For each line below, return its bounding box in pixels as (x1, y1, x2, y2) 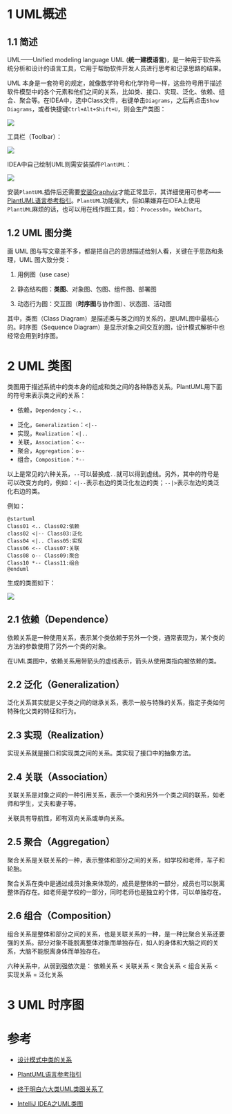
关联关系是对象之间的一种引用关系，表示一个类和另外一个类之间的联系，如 (7, 791, 219, 799)
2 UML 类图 (7, 359, 72, 374)
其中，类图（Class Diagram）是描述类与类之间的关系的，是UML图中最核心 (7, 314, 220, 322)
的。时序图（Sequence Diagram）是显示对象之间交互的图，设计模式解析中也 (7, 323, 225, 331)
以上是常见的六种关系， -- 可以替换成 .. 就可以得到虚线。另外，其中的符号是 (7, 469, 220, 478)
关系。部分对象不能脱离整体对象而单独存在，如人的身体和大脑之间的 (19, 938, 213, 947)
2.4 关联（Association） (7, 771, 113, 783)
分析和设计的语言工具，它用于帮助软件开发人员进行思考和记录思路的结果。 (12, 64, 225, 73)
